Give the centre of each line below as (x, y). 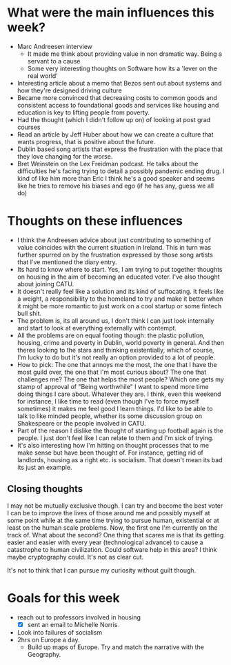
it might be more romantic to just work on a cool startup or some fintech (119, 306)
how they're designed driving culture (69, 90)
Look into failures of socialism (59, 632)
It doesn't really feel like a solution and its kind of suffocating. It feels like (120, 291)
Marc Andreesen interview (55, 46)
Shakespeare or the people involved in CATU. (81, 423)
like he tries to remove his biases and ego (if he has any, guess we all (115, 186)
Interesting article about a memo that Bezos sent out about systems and (119, 83)
